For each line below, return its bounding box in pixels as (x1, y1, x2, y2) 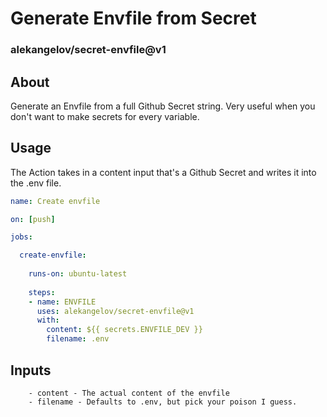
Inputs (10, 362, 52, 379)
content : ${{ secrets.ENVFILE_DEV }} (46, 325, 203, 335)
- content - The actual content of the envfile (28, 388, 230, 398)
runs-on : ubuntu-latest (28, 269, 128, 279)
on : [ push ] (10, 214, 56, 224)
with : (36, 315, 60, 326)
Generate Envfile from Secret (10, 7, 257, 30)
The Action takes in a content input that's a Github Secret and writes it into (10, 166, 317, 178)
